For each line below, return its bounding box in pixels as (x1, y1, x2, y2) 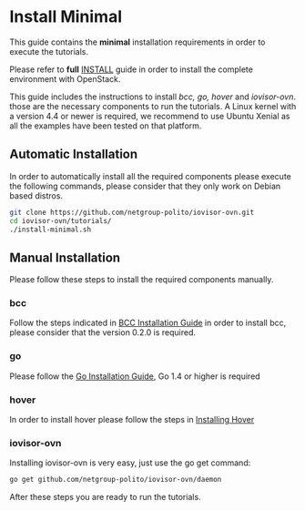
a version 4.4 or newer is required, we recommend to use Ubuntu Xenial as (9, 110, 290, 121)
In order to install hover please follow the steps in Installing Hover (9, 414, 255, 425)
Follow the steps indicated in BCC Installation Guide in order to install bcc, (9, 317, 287, 329)
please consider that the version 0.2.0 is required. (9, 327, 197, 338)
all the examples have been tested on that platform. (9, 120, 202, 131)
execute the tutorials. (9, 46, 89, 56)
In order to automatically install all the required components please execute (9, 170, 291, 181)
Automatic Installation (9, 147, 138, 162)
